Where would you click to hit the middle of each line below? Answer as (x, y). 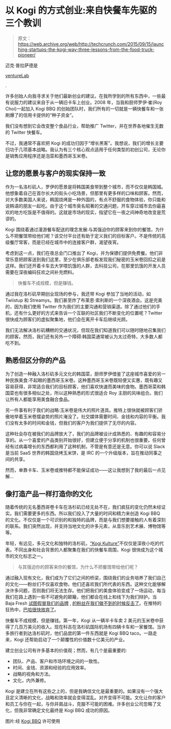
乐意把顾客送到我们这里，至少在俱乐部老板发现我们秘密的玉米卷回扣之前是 (88, 259)
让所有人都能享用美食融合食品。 (39, 399)
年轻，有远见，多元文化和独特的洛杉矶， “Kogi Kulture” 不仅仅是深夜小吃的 (82, 543)
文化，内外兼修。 (31, 681)
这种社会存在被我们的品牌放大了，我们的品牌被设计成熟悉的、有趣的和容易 (83, 433)
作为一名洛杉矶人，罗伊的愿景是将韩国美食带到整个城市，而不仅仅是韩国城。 (85, 187)
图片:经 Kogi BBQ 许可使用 (33, 721)
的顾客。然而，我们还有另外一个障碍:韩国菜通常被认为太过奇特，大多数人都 (84, 336)
